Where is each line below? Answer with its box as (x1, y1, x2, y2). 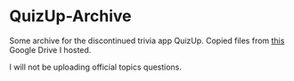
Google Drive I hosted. (9, 44, 92, 55)
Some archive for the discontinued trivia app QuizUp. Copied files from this (9, 35, 285, 46)
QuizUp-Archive (9, 6, 132, 26)
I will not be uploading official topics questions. (9, 62, 183, 72)
